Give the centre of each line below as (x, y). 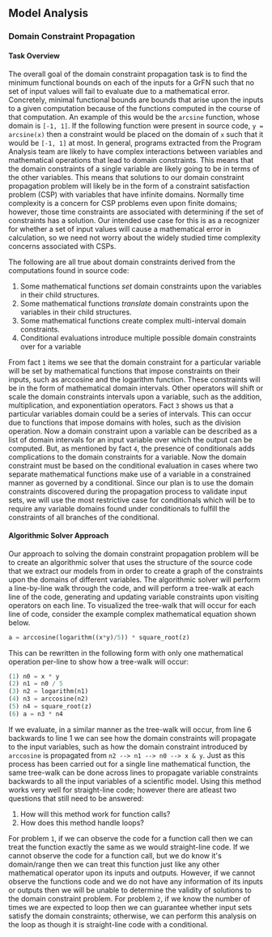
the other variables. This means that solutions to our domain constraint (126, 177)
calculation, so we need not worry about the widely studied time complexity (135, 237)
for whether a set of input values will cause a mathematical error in (120, 229)
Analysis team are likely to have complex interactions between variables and (136, 151)
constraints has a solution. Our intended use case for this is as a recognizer (134, 220)
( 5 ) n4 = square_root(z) (50, 707)
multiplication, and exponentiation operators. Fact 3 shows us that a (121, 405)
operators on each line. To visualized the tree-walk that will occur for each (132, 605)
